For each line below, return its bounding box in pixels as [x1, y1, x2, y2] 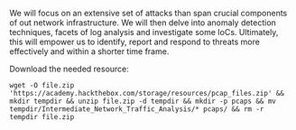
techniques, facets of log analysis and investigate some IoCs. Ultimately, [9, 27, 279, 37]
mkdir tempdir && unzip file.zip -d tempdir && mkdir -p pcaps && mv [9, 97, 277, 106]
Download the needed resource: [9, 63, 129, 74]
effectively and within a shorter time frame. [9, 46, 170, 57]
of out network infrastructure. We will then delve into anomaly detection [9, 17, 277, 28]
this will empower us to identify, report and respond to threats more [9, 36, 260, 47]
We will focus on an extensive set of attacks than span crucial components [9, 8, 288, 18]
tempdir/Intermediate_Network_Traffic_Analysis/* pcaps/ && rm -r [9, 105, 264, 114]
